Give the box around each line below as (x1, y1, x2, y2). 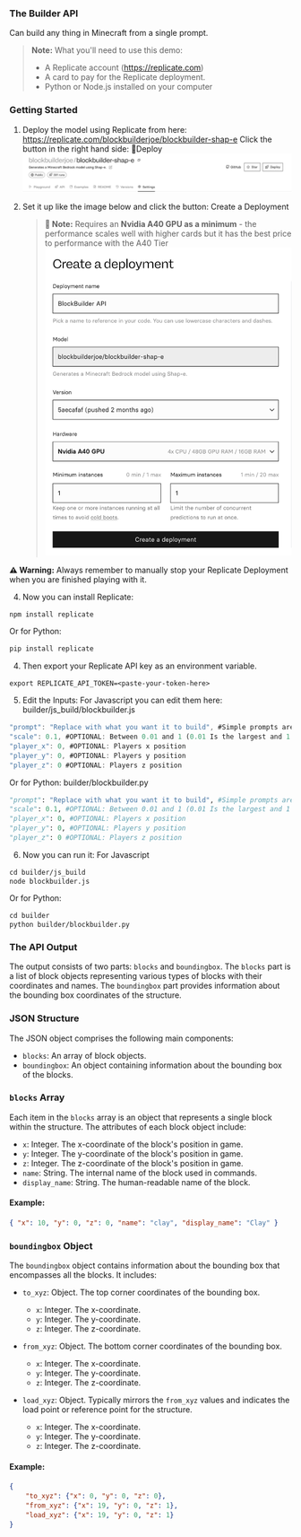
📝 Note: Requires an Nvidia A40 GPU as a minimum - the (44, 218, 257, 229)
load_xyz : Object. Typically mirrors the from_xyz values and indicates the (21, 1394, 290, 1406)
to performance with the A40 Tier (44, 237, 168, 249)
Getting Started (9, 104, 78, 117)
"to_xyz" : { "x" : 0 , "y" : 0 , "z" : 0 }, (25, 1492, 167, 1501)
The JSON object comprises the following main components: (9, 1033, 235, 1044)
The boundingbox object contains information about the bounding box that (9, 1260, 280, 1271)
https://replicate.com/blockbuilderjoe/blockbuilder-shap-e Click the (21, 134, 272, 144)
